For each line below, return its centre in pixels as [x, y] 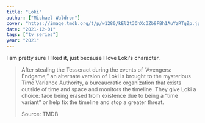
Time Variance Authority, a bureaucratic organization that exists [101, 83]
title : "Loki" [24, 12]
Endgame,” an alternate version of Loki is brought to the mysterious [106, 76]
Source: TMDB [40, 114]
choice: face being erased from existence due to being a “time [100, 96]
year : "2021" [23, 40]
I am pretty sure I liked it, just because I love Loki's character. [83, 58]
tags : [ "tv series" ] [33, 35]
